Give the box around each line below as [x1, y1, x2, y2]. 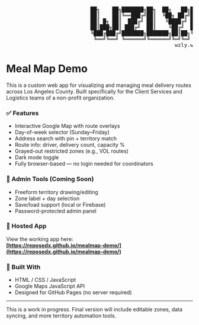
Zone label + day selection [14, 195, 80, 202]
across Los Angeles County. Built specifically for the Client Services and [6, 88, 182, 95]
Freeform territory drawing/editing [14, 188, 99, 195]
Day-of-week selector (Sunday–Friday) [14, 128, 110, 136]
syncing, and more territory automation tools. [6, 312, 117, 320]
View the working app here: [6, 235, 73, 243]
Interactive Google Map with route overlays [14, 123, 120, 130]
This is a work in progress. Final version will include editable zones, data [6, 306, 182, 313]
